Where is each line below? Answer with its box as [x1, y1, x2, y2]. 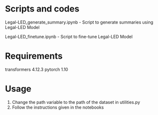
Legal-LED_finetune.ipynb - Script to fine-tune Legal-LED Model [5, 34, 133, 39]
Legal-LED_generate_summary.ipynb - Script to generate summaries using [5, 19, 154, 25]
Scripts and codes [5, 3, 80, 14]
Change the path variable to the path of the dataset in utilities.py [12, 99, 140, 105]
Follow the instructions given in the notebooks [12, 104, 104, 110]
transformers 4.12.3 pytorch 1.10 [5, 66, 69, 72]
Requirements [5, 51, 63, 62]
